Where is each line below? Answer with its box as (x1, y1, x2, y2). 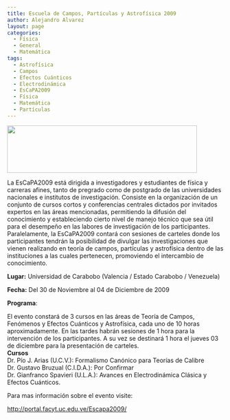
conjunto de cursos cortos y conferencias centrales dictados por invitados (7, 200, 218, 209)
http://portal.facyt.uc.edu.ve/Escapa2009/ (7, 404, 127, 413)
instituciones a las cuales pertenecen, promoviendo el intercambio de (7, 251, 204, 260)
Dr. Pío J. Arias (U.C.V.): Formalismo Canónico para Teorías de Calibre (7, 356, 205, 364)
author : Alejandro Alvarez (7, 17, 84, 23)
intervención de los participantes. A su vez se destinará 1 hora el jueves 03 (7, 334, 218, 342)
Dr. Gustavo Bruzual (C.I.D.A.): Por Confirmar (7, 363, 134, 372)
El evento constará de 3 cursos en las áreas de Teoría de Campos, (7, 312, 195, 320)
